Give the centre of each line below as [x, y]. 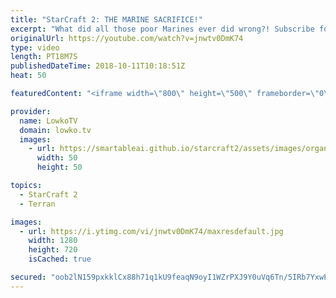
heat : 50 [28, 76]
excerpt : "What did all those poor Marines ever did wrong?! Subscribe [162, 29]
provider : [31, 111]
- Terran [37, 204]
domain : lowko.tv [55, 130]
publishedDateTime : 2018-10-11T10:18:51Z [98, 66]
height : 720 [53, 250]
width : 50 [57, 158]
